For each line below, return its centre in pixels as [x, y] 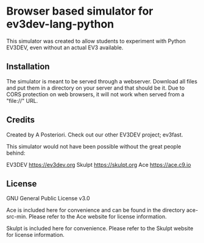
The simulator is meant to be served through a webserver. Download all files [102, 81]
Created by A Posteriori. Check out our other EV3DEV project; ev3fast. [95, 135]
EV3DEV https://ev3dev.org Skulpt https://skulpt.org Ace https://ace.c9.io [99, 164]
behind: [16, 153]
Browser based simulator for [80, 11]
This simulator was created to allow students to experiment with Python [96, 41]
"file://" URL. [22, 100]
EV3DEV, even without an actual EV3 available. [65, 48]
